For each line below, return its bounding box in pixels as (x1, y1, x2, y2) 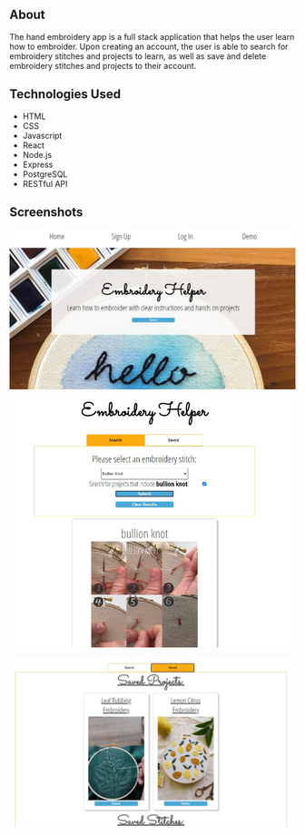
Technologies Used (9, 86, 121, 103)
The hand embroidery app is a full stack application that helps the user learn (9, 31, 295, 42)
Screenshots (9, 204, 84, 221)
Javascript (22, 130, 63, 141)
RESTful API (22, 178, 68, 189)
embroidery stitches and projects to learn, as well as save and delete (9, 50, 267, 62)
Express (22, 159, 54, 170)
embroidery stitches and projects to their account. (9, 60, 197, 71)
